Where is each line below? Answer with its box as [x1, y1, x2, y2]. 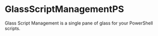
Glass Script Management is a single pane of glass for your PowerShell [5, 20, 153, 26]
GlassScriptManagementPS [5, 3, 124, 15]
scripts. [5, 25, 21, 31]
